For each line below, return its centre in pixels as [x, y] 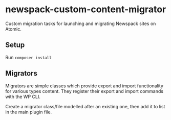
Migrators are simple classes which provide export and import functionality [84, 86]
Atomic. [13, 29]
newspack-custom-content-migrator [86, 9]
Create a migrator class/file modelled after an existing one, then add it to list [85, 106]
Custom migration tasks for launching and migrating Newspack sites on [81, 23]
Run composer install [29, 57]
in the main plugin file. [29, 112]
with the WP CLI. [23, 97]
